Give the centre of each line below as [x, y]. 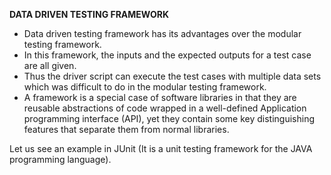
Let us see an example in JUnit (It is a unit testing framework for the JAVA [161, 148]
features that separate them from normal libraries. [126, 129]
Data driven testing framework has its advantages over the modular [162, 33]
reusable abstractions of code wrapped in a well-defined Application [165, 108]
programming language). [60, 159]
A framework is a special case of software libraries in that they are [160, 97]
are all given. [50, 65]
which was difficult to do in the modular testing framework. [145, 87]
